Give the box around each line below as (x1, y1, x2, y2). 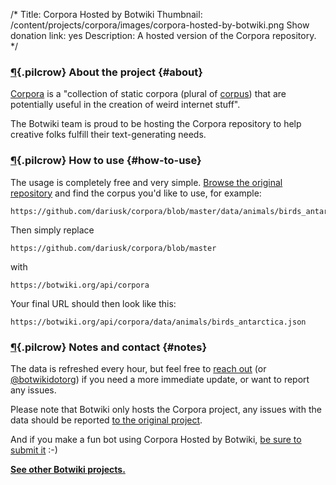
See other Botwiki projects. (10, 463, 126, 475)
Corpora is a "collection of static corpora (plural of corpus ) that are (10, 88, 287, 100)
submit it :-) (10, 444, 58, 456)
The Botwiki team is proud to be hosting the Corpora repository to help (10, 118, 302, 130)
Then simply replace (10, 224, 95, 236)
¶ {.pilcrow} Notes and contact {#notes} (10, 340, 208, 354)
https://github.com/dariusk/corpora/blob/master (10, 243, 217, 253)
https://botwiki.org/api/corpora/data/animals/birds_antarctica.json (10, 317, 307, 327)
